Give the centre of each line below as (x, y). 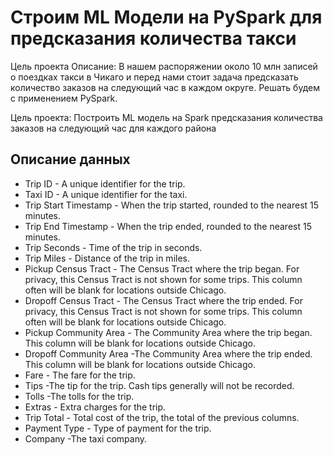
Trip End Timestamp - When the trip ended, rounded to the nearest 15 (168, 226)
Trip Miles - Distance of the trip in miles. (107, 258)
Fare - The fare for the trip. (80, 375)
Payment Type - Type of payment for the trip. (118, 428)
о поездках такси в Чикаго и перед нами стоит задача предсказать (154, 77)
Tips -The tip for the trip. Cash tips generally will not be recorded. (159, 385)
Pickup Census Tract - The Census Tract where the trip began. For (162, 268)
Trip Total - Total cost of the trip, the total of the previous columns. (162, 417)
